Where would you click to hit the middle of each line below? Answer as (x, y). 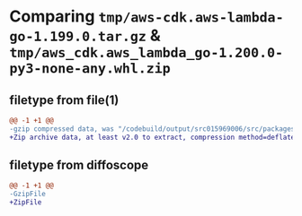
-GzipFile (28, 194)
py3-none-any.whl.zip (90, 69)
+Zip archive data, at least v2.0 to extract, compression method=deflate (152, 137)
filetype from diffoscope (79, 165)
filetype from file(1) (64, 100)
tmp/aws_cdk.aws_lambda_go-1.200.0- (147, 53)
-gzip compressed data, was (62, 129)
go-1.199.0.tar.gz (78, 37)
